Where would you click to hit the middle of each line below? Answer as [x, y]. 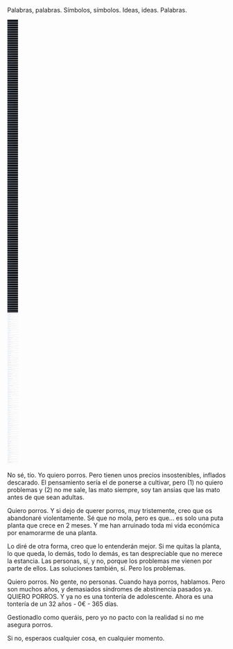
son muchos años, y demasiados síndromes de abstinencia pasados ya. [110, 589]
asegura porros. [30, 625]
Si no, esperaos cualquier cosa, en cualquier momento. [86, 638]
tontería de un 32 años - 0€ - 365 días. [63, 604]
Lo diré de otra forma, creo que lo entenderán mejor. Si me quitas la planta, [114, 546]
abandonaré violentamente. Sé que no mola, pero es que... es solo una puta [115, 518]
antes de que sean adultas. [46, 497]
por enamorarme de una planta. [52, 533]
